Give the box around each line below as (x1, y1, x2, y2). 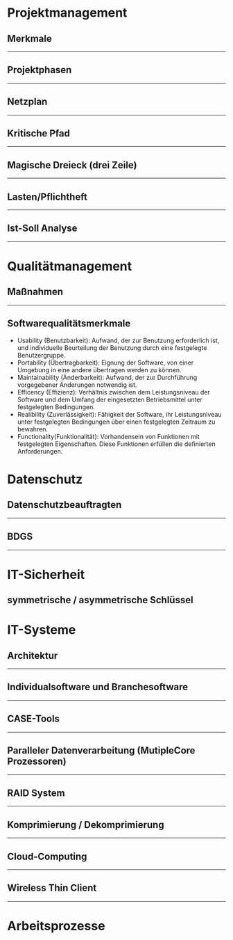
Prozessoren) (7, 756, 67, 767)
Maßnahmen (7, 286, 64, 298)
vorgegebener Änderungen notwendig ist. (17, 381, 137, 389)
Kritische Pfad (7, 127, 71, 140)
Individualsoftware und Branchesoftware (7, 681, 189, 693)
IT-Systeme (7, 622, 76, 638)
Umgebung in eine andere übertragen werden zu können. (17, 365, 182, 374)
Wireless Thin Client (7, 882, 97, 894)
